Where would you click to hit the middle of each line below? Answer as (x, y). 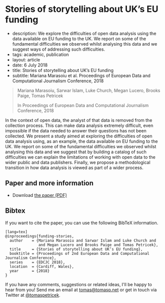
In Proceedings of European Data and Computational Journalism (83, 105)
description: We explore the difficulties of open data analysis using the (84, 33)
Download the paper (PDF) (40, 195)
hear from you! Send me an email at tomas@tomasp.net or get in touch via (81, 290)
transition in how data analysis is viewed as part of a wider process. (74, 168)
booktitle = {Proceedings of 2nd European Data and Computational (80, 253)
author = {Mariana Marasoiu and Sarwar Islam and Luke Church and (83, 241)
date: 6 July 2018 (30, 65)
